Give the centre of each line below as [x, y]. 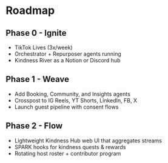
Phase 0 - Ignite [36, 33]
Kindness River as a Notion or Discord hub [67, 60]
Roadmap [30, 11]
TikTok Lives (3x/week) [44, 47]
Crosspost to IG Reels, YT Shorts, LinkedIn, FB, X [76, 100]
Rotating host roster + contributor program [68, 153]
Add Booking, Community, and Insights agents [72, 94]
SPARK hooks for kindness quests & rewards [70, 147]
